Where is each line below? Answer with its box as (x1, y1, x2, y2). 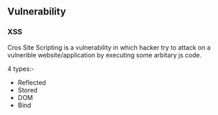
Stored (17, 85, 38, 94)
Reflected (17, 78, 46, 87)
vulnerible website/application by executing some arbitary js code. (7, 50, 202, 59)
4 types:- (7, 64, 35, 73)
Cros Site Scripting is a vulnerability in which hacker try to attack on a (7, 43, 211, 52)
